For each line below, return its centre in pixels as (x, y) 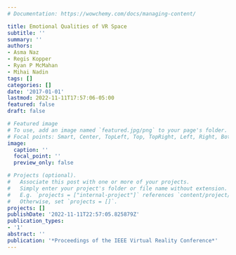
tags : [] (20, 78)
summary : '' (25, 39)
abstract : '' (26, 234)
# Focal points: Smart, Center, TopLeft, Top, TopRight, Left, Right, (113, 137)
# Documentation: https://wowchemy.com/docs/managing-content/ (102, 14)
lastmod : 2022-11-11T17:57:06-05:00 (61, 98)
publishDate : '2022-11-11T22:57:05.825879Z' (73, 214)
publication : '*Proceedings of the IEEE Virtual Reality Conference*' (113, 240)
